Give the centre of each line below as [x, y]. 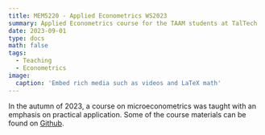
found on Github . [36, 123]
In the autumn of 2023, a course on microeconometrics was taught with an [132, 106]
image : [19, 76]
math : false [28, 46]
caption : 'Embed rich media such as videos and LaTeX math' [118, 83]
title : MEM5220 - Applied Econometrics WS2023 [88, 16]
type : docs [27, 38]
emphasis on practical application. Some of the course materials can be [127, 114]
